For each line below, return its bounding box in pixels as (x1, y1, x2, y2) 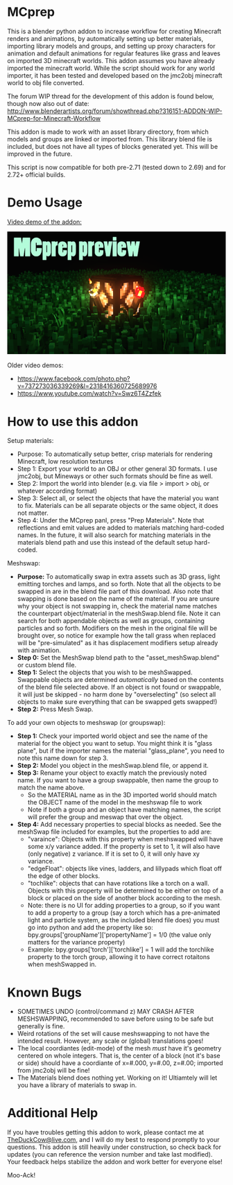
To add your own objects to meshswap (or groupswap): (7, 719, 166, 727)
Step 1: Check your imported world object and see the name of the (17, 732, 208, 740)
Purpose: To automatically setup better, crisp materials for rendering (17, 450, 213, 458)
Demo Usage (7, 195, 83, 211)
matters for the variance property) (27, 938, 126, 947)
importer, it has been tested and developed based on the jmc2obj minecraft (7, 71, 223, 80)
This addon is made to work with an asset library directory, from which (7, 128, 209, 136)
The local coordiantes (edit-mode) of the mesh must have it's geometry (17, 1044, 222, 1053)
